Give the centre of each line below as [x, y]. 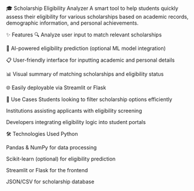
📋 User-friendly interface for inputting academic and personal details [91, 60]
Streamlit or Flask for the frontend [47, 170]
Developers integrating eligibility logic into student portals [76, 122]
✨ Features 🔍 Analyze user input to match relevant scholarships [84, 35]
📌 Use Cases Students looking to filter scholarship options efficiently [89, 99]
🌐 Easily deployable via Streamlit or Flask [56, 88]
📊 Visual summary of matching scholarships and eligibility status [85, 74]
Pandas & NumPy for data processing [51, 148]
